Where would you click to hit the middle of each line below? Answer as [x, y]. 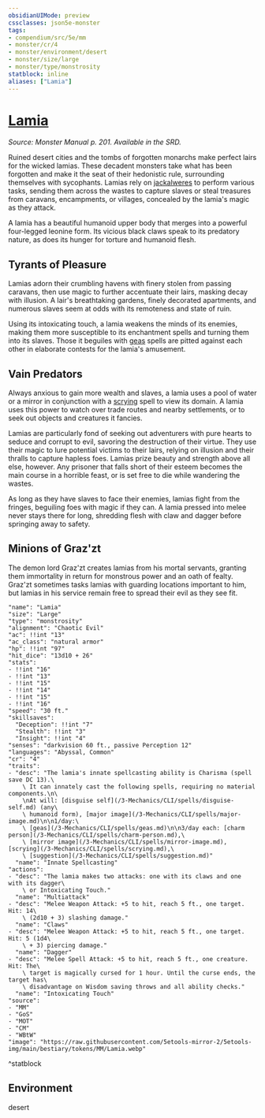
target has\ [28, 980]
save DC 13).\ [32, 780]
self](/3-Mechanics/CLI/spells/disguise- [165, 800]
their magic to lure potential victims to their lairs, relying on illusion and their [131, 450]
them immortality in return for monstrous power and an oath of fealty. [121, 576]
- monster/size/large [44, 60]
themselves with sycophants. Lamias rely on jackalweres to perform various [131, 183]
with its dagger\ [37, 883]
